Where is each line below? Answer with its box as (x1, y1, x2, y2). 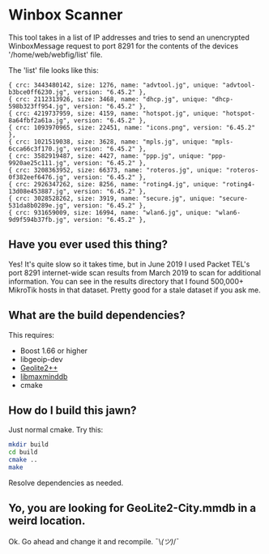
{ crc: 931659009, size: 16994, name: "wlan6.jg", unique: (8, 208, 212, 216)
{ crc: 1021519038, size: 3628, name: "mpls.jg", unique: (8, 138, 208, 146)
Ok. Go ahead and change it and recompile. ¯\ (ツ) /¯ (8, 536, 180, 546)
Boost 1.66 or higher (19, 346, 88, 356)
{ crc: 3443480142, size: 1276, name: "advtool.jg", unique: (8, 81, 220, 89)
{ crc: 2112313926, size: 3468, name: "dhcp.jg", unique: (8, 95, 208, 103)
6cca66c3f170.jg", (8, 144, 70, 153)
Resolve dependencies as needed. (8, 478, 124, 488)
